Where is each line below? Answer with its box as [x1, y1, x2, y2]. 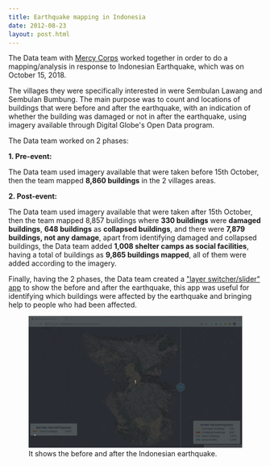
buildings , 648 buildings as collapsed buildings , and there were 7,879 [8, 225, 246, 234]
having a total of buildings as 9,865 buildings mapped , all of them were [8, 250, 247, 260]
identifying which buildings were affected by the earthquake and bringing [8, 292, 252, 301]
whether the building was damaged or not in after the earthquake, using [8, 111, 247, 121]
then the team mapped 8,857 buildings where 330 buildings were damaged [8, 216, 261, 225]
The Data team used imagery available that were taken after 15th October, [8, 207, 253, 217]
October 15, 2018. [8, 70, 67, 80]
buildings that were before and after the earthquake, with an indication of [8, 103, 251, 113]
